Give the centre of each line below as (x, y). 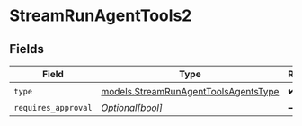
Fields (27, 49)
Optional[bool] (132, 108)
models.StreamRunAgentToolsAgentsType (190, 91)
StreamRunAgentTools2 (101, 16)
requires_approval (53, 108)
